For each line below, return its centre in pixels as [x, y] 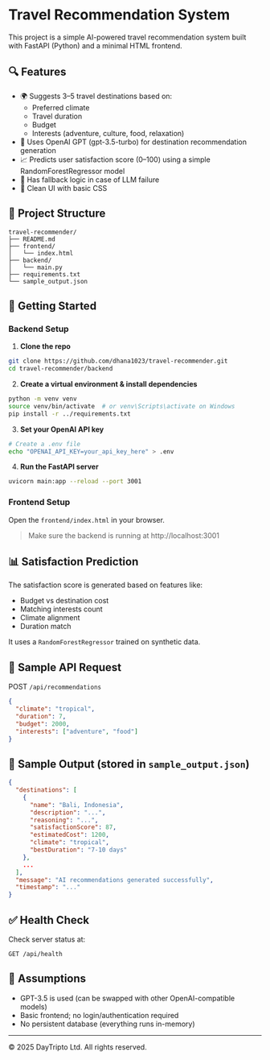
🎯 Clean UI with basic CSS [63, 188]
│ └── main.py [35, 267]
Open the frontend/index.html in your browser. [86, 520]
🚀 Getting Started [53, 306]
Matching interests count [61, 609]
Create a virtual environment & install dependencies [108, 384]
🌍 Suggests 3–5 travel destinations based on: [96, 96]
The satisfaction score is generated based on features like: [106, 585]
